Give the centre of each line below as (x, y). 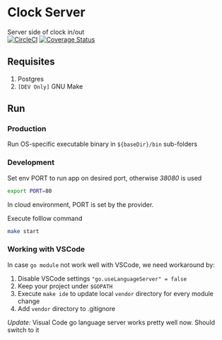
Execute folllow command (45, 218)
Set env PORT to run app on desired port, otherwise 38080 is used (105, 178)
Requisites (31, 62)
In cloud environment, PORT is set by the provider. (81, 204)
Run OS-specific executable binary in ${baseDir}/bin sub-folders (103, 144)
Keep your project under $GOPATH (65, 286)
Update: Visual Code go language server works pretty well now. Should (111, 322)
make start (23, 231)
